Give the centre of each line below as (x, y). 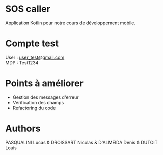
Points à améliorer (44, 83)
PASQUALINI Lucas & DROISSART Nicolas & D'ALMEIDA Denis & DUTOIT (81, 142)
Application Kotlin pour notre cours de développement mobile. (71, 23)
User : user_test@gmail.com (35, 57)
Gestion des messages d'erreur (46, 97)
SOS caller (28, 9)
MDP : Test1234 (22, 63)
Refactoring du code (34, 108)
